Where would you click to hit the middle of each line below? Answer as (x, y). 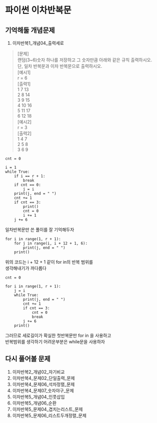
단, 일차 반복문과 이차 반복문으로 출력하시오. (60, 66)
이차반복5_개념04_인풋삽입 (39, 397)
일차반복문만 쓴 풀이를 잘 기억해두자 (40, 229)
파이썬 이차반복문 (38, 10)
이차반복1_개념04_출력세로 (38, 43)
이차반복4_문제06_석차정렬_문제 (43, 384)
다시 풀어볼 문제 (28, 359)
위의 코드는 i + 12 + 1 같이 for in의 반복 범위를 (49, 262)
